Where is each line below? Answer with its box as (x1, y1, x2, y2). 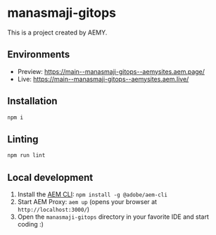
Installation (7, 95, 58, 107)
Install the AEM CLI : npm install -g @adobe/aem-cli (17, 190, 167, 198)
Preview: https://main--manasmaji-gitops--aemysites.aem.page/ (17, 67, 205, 75)
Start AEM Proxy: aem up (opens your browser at (17, 197, 157, 205)
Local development (7, 171, 94, 184)
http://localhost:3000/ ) (17, 205, 90, 213)
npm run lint (7, 152, 46, 159)
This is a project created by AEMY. (7, 28, 108, 37)
